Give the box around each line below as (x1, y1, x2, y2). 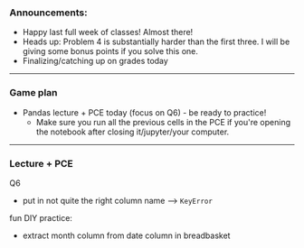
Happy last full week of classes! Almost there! (22, 27, 194, 38)
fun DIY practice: (9, 212, 72, 223)
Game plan (9, 87, 58, 99)
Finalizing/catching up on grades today (22, 56, 169, 67)
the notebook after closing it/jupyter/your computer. (35, 126, 230, 137)
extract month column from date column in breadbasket (22, 230, 231, 241)
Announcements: (9, 6, 88, 19)
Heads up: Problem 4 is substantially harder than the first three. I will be (22, 36, 290, 47)
